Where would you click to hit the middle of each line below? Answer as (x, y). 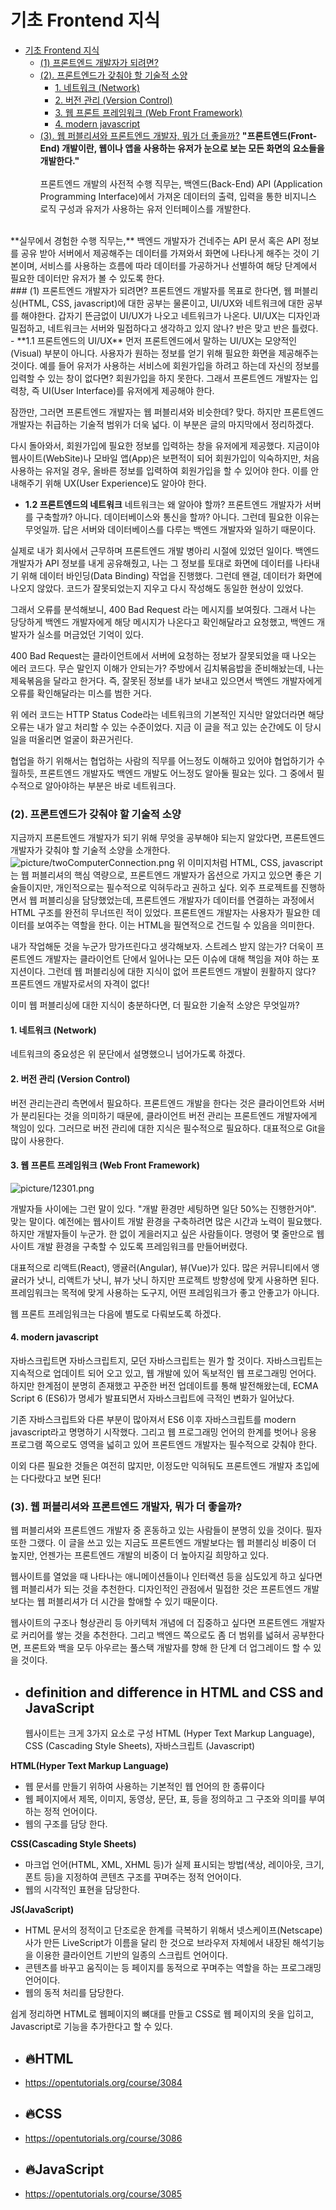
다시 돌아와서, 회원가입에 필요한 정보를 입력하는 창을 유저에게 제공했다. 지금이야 (165, 445)
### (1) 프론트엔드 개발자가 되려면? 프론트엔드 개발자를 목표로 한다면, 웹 (151, 290)
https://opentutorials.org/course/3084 (103, 2082)
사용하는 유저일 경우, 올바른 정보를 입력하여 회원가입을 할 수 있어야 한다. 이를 (159, 470)
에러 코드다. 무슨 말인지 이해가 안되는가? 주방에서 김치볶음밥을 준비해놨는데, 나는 (167, 668)
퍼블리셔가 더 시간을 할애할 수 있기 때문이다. (132, 1602)
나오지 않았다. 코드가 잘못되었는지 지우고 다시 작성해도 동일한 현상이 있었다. (157, 588)
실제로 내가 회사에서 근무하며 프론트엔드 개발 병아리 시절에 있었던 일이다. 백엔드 (165, 550)
